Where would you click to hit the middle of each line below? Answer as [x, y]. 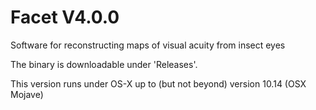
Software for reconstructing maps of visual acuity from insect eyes [148, 45]
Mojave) [27, 94]
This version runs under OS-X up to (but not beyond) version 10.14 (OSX [158, 83]
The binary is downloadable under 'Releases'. [104, 64]
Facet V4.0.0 [65, 17]
